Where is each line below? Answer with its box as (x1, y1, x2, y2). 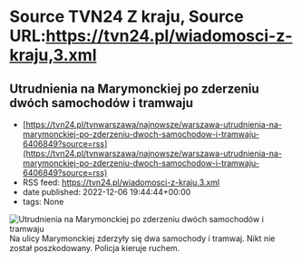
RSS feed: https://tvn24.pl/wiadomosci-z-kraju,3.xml (22, 177, 220, 188)
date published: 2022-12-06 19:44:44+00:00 (22, 187, 191, 197)
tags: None (22, 197, 64, 207)
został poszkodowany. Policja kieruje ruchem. (9, 243, 180, 253)
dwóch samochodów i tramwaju (9, 95, 193, 111)
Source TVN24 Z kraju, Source (9, 6, 244, 27)
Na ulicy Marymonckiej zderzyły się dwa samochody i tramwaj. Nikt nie (9, 233, 276, 244)
